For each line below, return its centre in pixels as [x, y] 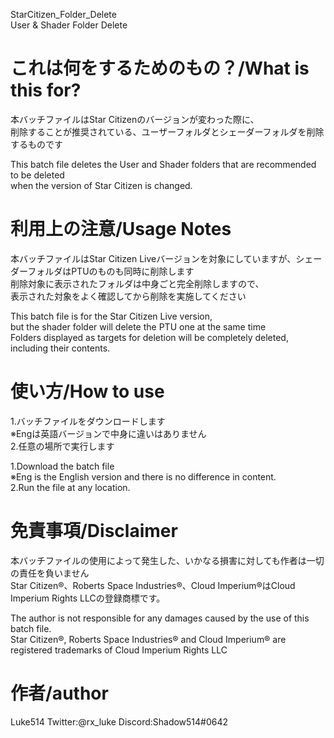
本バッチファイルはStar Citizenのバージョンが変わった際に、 [135, 119]
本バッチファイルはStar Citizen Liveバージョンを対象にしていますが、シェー [166, 258]
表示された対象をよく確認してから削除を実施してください [128, 296]
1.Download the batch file [62, 466]
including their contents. [60, 348]
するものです [36, 144]
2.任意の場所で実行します [62, 446]
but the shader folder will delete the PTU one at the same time [138, 326]
